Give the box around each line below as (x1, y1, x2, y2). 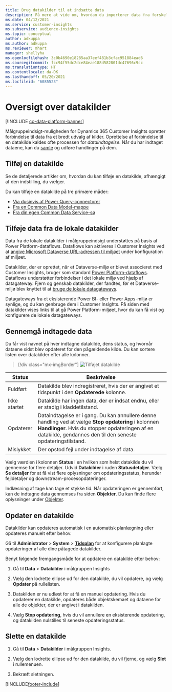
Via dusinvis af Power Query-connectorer (12, 198, 101, 204)
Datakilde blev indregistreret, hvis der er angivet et (37, 382, 160, 390)
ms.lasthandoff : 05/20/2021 (5, 74, 66, 80)
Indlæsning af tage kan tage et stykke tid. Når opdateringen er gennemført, (5, 486, 164, 492)
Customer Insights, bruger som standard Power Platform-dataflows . (5, 270, 148, 276)
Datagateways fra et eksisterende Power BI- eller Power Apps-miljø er (5, 296, 153, 302)
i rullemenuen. (12, 661, 44, 667)
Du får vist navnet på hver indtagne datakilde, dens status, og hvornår (5, 341, 153, 347)
